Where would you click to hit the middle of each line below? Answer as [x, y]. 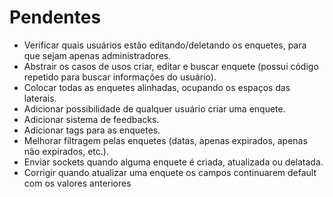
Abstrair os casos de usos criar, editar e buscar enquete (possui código [171, 66]
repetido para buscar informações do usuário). [120, 77]
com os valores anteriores [77, 183]
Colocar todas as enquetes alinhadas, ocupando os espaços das [157, 87]
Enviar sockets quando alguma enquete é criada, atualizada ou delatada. [173, 162]
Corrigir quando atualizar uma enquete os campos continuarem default [170, 172]
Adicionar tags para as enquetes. [92, 130]
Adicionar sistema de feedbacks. [91, 119]
